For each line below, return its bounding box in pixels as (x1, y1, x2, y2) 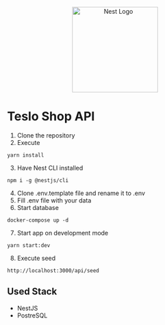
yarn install (7, 151, 45, 159)
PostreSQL (16, 311, 48, 320)
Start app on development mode (16, 229, 109, 237)
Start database (16, 203, 60, 211)
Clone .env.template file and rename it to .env (16, 189, 146, 197)
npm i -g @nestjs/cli (7, 177, 69, 184)
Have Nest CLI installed (16, 164, 84, 172)
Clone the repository (16, 131, 75, 140)
